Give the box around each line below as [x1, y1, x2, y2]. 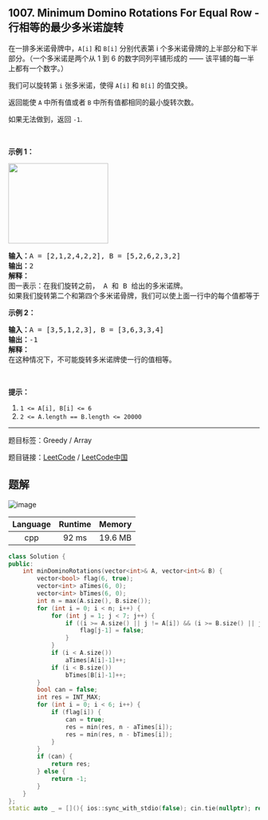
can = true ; [65, 716, 105, 723]
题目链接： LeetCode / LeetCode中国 [8, 452, 128, 462]
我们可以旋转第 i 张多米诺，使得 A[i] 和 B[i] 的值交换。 [8, 80, 193, 90]
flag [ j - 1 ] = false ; [79, 626, 145, 635]
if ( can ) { [37, 753, 73, 761]
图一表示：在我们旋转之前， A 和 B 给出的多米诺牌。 [8, 281, 187, 290]
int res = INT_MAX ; [37, 693, 102, 701]
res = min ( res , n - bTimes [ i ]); [65, 730, 173, 739]
